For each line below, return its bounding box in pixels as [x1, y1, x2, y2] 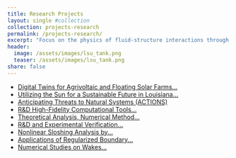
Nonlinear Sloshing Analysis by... [17, 128, 113, 136]
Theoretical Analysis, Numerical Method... [17, 113, 140, 121]
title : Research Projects [7, 10, 83, 18]
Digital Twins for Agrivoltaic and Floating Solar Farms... [17, 82, 178, 91]
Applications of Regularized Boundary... [17, 135, 134, 144]
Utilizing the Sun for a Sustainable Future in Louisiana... [17, 90, 179, 98]
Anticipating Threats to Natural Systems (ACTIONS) [17, 97, 168, 106]
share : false [7, 63, 46, 70]
